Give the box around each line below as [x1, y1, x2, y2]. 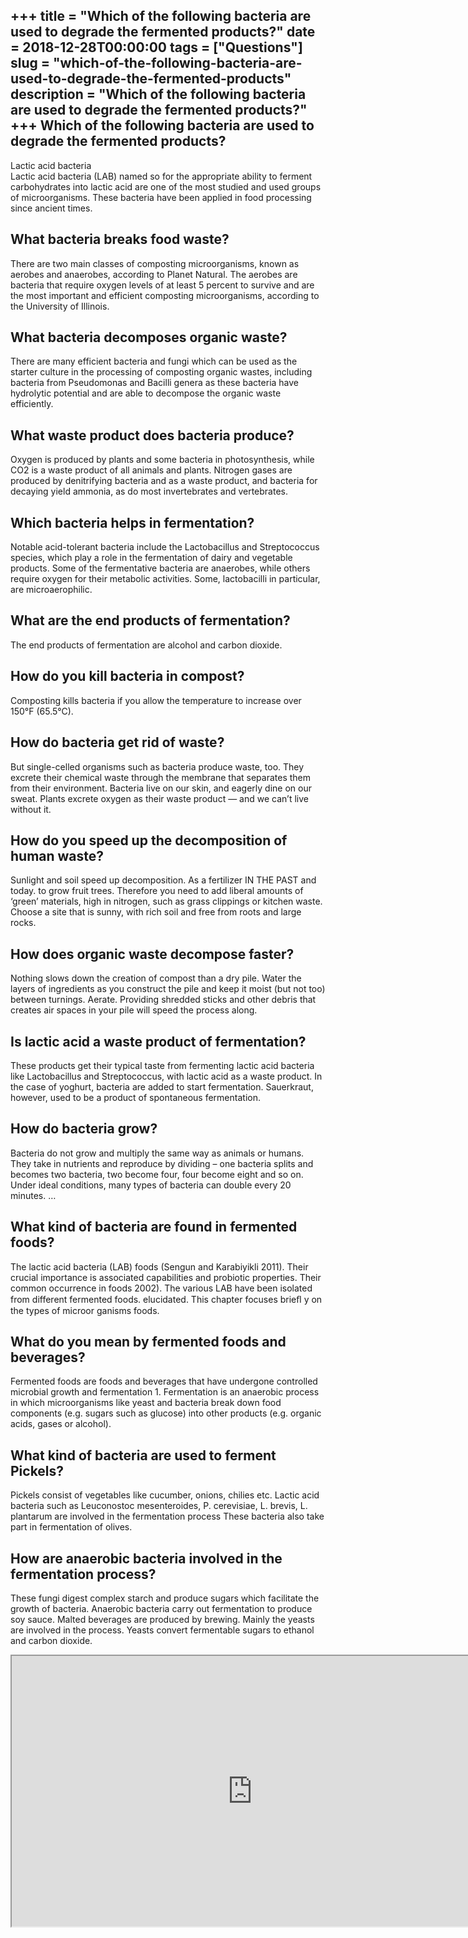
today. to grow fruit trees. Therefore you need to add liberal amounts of [10, 885, 304, 897]
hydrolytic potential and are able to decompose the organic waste [10, 387, 282, 399]
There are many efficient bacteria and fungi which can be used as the [10, 355, 298, 368]
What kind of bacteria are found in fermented [10, 1219, 298, 1236]
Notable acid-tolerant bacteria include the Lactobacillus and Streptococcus [10, 541, 320, 553]
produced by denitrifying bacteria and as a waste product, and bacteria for [10, 475, 318, 487]
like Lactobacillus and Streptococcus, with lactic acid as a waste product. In [10, 1070, 323, 1082]
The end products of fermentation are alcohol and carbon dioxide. [10, 639, 283, 651]
